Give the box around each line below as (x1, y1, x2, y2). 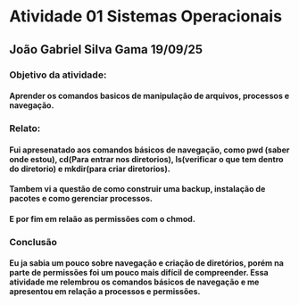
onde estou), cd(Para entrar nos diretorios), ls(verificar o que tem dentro (9, 153, 284, 164)
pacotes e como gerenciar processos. (9, 194, 154, 204)
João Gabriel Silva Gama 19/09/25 (9, 42, 203, 57)
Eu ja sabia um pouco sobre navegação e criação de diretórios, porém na (9, 258, 284, 268)
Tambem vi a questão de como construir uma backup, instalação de (9, 184, 266, 194)
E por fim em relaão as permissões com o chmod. (9, 213, 196, 224)
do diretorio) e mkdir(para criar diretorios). (9, 163, 171, 174)
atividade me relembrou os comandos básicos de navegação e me (9, 276, 260, 287)
